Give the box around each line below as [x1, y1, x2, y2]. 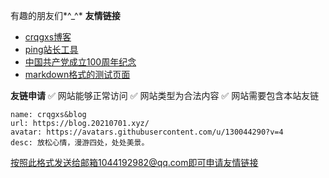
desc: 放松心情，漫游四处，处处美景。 [10, 138, 150, 148]
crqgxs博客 [24, 31, 72, 43]
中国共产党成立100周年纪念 [24, 56, 137, 68]
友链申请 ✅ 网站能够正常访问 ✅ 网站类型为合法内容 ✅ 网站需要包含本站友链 [10, 90, 320, 101]
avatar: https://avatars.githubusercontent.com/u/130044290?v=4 [10, 127, 284, 137]
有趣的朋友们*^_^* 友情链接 [10, 10, 121, 21]
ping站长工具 [24, 44, 79, 55]
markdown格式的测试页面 [24, 69, 131, 80]
